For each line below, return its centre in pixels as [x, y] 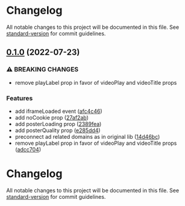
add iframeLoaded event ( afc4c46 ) [58, 111]
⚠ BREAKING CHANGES [42, 70]
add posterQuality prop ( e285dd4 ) [58, 130]
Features [20, 98]
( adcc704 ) [28, 149]
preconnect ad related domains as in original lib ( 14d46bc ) [87, 136]
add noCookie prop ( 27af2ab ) [52, 117]
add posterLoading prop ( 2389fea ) [58, 124]
